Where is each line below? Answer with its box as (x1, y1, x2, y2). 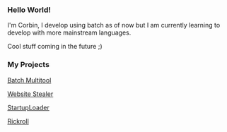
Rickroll (7, 116, 30, 125)
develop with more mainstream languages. (7, 28, 132, 37)
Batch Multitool (7, 76, 52, 84)
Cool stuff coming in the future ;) (7, 42, 103, 51)
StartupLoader (7, 103, 50, 112)
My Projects (7, 60, 50, 70)
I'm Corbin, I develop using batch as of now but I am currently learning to (7, 21, 221, 30)
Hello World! (7, 5, 52, 15)
